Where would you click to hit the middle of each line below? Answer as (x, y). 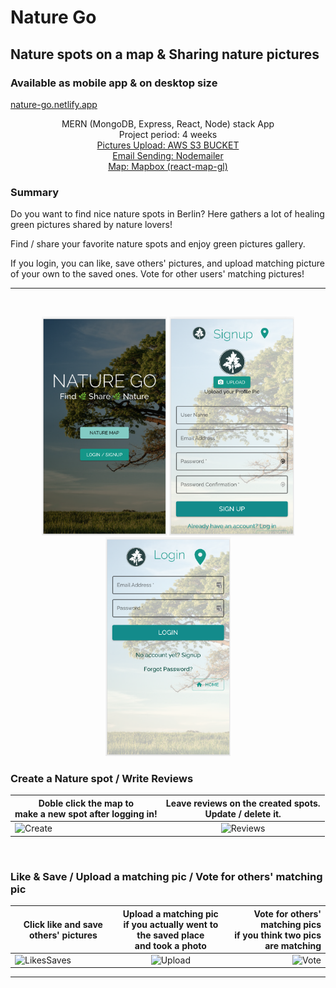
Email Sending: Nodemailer (168, 155)
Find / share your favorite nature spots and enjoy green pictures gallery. (158, 244)
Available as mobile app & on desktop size (114, 83)
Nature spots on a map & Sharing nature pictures (165, 54)
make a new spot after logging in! (86, 813)
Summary (35, 192)
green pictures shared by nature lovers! (91, 225)
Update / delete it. (243, 813)
